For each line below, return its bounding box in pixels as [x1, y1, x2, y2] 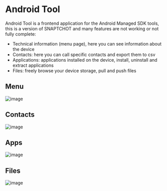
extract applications [12, 62, 54, 68]
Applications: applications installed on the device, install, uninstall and [12, 57, 157, 63]
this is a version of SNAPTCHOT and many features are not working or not [5, 25, 159, 31]
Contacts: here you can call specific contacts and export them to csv [12, 52, 156, 58]
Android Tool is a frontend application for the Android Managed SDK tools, [5, 20, 159, 26]
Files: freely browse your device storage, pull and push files [12, 67, 137, 74]
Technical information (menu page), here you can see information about [12, 40, 162, 46]
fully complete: [5, 31, 36, 37]
